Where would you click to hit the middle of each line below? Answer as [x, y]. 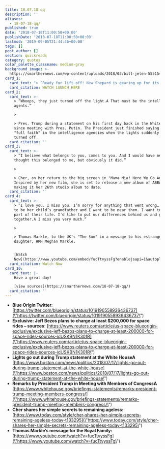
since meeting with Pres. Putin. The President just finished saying [87, 128]
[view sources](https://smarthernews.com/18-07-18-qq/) [72, 287]
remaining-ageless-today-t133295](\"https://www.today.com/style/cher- [85, 420]
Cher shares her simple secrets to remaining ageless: [68, 410]
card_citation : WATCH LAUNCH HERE [45, 87]
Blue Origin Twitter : [32, 305]
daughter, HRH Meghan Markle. [45, 242]
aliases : [14, 19]
